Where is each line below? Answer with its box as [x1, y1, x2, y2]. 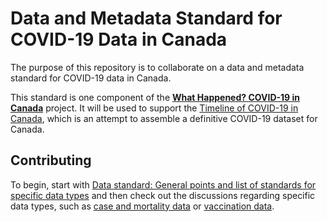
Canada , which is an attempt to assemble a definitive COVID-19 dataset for [10, 112, 318, 124]
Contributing [10, 152, 92, 169]
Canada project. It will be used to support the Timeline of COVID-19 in [10, 102, 299, 114]
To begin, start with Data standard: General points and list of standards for [10, 178, 317, 191]
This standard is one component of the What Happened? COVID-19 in [10, 91, 300, 103]
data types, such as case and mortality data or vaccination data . [10, 200, 275, 212]
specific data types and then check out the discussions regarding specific [10, 189, 316, 201]
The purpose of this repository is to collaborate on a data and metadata [10, 61, 305, 73]
